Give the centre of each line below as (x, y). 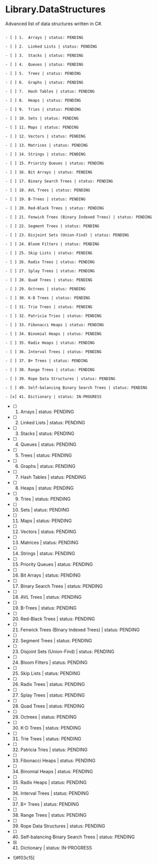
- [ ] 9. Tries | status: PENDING (43, 109)
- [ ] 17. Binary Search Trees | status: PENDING (59, 181)
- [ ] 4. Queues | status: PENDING (44, 64)
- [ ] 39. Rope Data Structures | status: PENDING (60, 379)
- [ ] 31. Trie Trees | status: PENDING (49, 307)
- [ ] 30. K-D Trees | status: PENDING (48, 298)
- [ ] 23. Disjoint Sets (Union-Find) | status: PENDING (67, 235)
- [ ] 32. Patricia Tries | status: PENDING (53, 316)
